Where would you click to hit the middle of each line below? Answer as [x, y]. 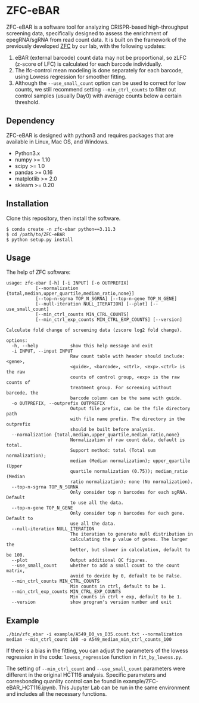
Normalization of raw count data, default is [128, 440]
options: [17, 341]
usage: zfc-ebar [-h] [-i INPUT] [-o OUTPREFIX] [68, 283]
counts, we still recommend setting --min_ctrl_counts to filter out [95, 89]
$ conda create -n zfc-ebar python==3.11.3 [61, 229]
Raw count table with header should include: [128, 356]
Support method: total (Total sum [113, 451]
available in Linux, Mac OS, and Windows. [57, 142]
